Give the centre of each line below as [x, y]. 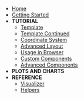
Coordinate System [44, 40]
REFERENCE [27, 77]
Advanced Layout [42, 46]
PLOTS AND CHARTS [38, 71]
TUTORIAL [25, 21]
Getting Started [30, 15]
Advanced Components [49, 65]
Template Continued [45, 34]
